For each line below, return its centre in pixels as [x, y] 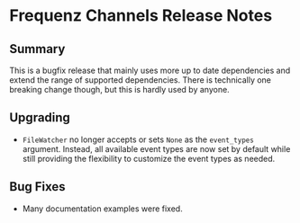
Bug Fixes [37, 187]
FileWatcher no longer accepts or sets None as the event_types [138, 139]
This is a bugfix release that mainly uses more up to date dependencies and [150, 70]
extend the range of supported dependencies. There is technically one [141, 80]
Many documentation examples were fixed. [102, 209]
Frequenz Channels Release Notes [141, 16]
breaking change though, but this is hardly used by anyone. [119, 89]
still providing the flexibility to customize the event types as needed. [149, 158]
